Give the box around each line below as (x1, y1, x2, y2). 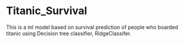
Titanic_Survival (6, 4, 88, 18)
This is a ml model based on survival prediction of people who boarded (6, 24, 178, 31)
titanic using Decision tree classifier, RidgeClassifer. (6, 29, 132, 37)
